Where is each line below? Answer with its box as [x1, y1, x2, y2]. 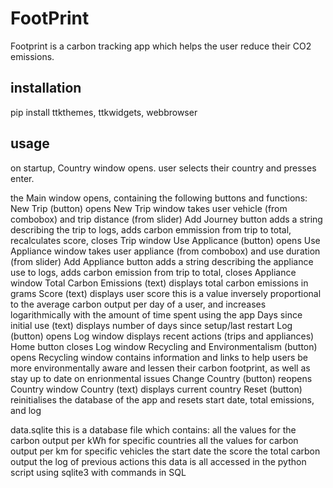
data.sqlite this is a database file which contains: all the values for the [10, 423, 297, 436]
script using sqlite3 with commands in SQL [10, 466, 187, 478]
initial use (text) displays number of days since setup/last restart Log [10, 319, 293, 331]
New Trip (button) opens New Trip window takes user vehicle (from [10, 202, 288, 214]
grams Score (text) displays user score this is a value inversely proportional [10, 287, 322, 299]
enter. [10, 172, 35, 184]
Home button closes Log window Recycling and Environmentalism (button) [10, 340, 318, 352]
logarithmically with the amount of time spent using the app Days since [10, 308, 303, 321]
